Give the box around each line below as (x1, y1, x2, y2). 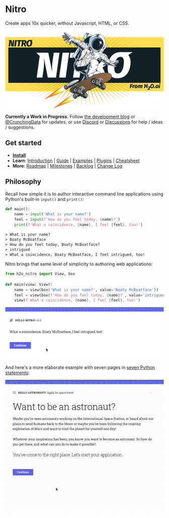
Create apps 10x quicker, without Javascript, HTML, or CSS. (5, 20, 129, 26)
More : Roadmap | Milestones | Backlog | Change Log (12, 162, 123, 169)
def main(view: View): (5, 282, 53, 287)
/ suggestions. (5, 124, 35, 130)
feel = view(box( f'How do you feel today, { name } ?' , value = (14, 293, 143, 298)
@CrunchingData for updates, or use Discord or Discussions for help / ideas (5, 119, 163, 125)
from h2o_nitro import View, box (5, 272, 75, 277)
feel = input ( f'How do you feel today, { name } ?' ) (14, 217, 121, 222)
